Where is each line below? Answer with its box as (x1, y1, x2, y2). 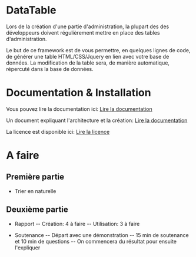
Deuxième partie (6, 205, 69, 215)
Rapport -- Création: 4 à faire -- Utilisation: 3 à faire (14, 220, 140, 227)
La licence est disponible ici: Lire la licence (6, 128, 110, 135)
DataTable (6, 4, 57, 17)
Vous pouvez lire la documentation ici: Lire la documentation (6, 105, 153, 112)
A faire (6, 149, 39, 162)
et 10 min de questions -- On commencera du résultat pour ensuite (14, 238, 177, 245)
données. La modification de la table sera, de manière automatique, (6, 59, 170, 66)
